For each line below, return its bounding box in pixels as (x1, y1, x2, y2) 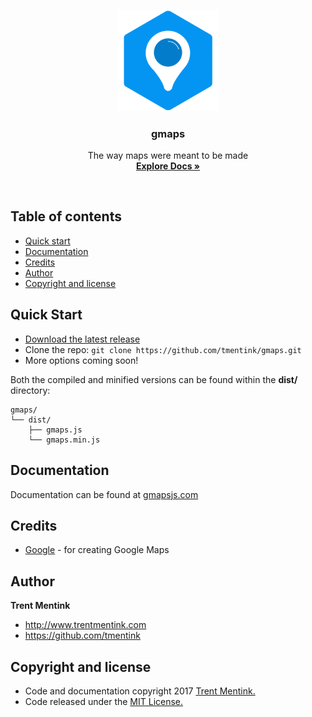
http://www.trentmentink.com (24, 619, 147, 631)
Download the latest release (24, 333, 141, 345)
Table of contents (10, 208, 122, 225)
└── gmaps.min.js (28, 435, 101, 445)
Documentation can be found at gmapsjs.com (10, 488, 199, 500)
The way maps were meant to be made (87, 150, 249, 162)
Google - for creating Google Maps (24, 544, 170, 556)
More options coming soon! (24, 354, 139, 366)
